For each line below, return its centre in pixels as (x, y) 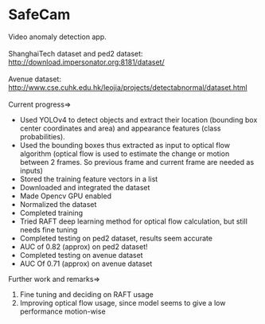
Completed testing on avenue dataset (81, 255)
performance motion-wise (62, 311)
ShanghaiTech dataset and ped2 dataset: (76, 53)
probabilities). (42, 136)
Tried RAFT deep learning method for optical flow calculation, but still (134, 221)
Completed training (51, 213)
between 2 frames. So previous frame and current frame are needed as (137, 162)
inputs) (31, 170)
